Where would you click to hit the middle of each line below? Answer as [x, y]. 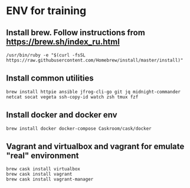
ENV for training [46, 11]
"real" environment [42, 156]
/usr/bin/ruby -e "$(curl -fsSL [46, 55]
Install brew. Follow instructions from [76, 33]
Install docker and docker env [62, 115]
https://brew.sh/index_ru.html [63, 41]
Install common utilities [50, 78]
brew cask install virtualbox [43, 169]
